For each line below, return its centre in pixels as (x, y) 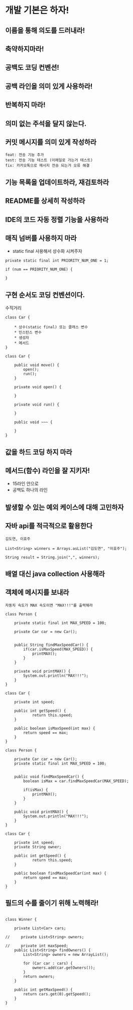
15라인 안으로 (26, 484)
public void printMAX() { (41, 812)
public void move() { (37, 365)
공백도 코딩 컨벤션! (32, 68)
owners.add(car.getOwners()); (63, 968)
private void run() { (37, 405)
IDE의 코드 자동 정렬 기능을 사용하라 (57, 220)
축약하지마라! (25, 49)
